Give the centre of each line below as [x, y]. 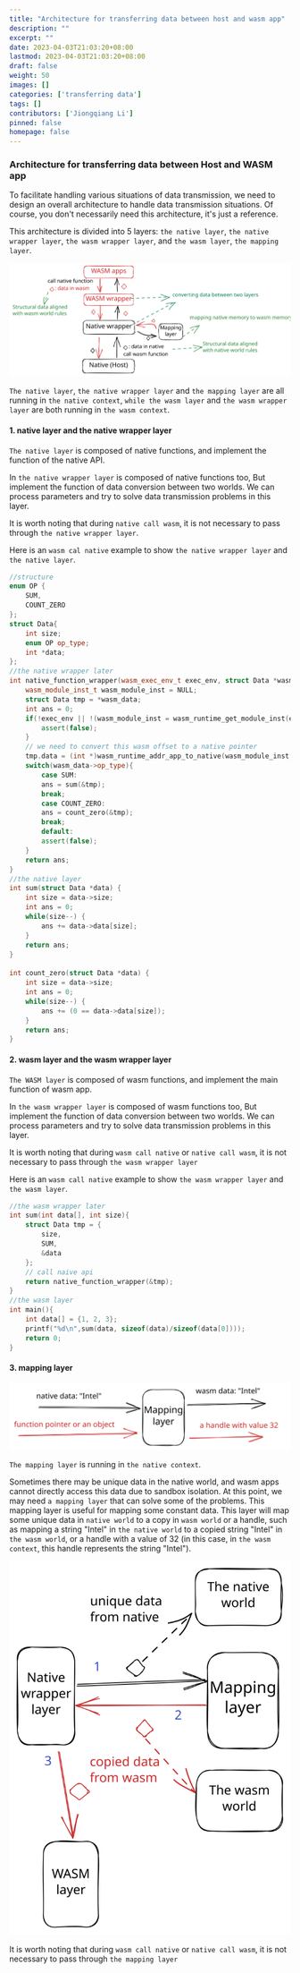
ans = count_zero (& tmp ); [87, 813]
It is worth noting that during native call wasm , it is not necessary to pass [145, 523]
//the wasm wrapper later [57, 1206]
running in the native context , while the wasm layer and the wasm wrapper [148, 400]
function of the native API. [57, 460]
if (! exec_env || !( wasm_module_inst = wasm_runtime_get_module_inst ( [158, 719]
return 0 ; [44, 1338]
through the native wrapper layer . [74, 532]
